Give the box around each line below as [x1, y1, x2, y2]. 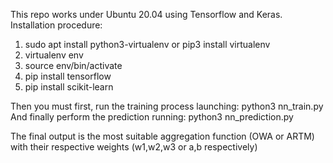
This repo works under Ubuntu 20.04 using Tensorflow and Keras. [10, 9, 283, 20]
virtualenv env [24, 49, 84, 61]
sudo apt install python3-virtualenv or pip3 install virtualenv [24, 39, 271, 50]
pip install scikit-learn [24, 81, 114, 93]
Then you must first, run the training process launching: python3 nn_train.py [10, 100, 324, 112]
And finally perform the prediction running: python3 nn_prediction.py [10, 111, 294, 123]
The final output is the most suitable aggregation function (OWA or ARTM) [10, 130, 315, 142]
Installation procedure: [10, 19, 103, 31]
